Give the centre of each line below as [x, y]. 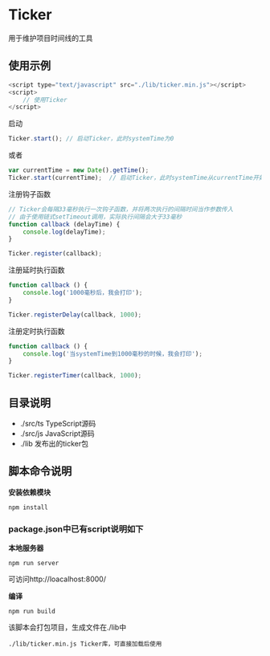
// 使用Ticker [45, 100]
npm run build [32, 612]
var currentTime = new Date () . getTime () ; [79, 170]
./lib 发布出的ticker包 [54, 443]
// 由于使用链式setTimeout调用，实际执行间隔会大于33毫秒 [95, 217]
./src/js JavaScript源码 [57, 433]
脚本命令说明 [40, 471]
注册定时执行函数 [37, 331]
